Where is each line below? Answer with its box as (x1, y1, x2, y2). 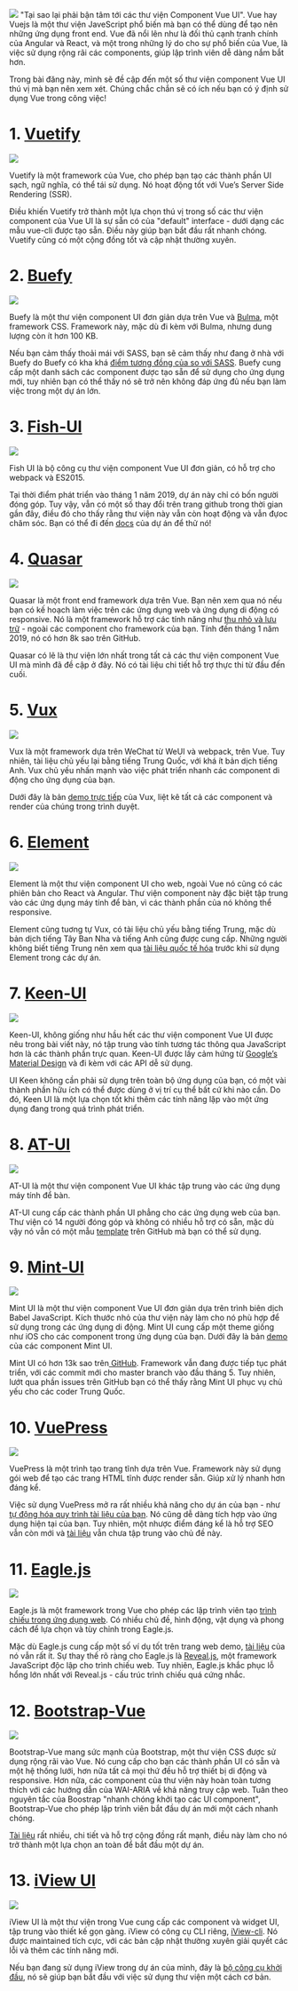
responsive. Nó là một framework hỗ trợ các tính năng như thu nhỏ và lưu (9, 613, 277, 624)
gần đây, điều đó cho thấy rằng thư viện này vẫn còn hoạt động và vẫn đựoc (9, 508, 288, 519)
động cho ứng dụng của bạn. (9, 774, 115, 785)
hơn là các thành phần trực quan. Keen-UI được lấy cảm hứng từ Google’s (9, 1048, 278, 1059)
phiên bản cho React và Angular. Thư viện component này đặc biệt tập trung (9, 887, 288, 898)
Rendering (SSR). (9, 188, 73, 199)
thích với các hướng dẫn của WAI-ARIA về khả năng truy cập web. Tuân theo (9, 1785, 288, 1795)
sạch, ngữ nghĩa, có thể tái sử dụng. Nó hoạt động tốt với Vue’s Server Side (9, 179, 284, 190)
